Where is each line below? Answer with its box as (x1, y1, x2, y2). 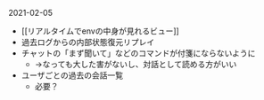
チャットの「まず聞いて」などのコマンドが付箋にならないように (21, 48, 256, 58)
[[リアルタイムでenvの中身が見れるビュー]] (21, 26, 179, 36)
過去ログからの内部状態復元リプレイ (21, 37, 155, 47)
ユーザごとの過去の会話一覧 (21, 70, 124, 81)
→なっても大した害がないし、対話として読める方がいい (34, 59, 237, 69)
